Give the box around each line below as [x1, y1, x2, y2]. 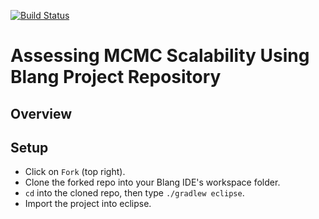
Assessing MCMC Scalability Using [10, 45, 310, 67]
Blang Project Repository [10, 66, 222, 89]
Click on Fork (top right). [24, 166, 126, 178]
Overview [10, 105, 73, 122]
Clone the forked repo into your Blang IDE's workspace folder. [24, 176, 281, 189]
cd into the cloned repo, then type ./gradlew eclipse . [24, 187, 245, 199]
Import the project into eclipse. [24, 198, 152, 210]
